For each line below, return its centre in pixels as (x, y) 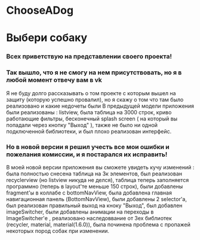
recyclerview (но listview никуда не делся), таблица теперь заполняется (98, 180)
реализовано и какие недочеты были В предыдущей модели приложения (100, 106)
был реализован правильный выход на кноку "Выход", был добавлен (94, 205)
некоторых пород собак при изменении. (58, 230)
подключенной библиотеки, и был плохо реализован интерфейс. (89, 131)
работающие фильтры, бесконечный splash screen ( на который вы (92, 119)
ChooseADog (40, 10)
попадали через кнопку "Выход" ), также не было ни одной (82, 125)
